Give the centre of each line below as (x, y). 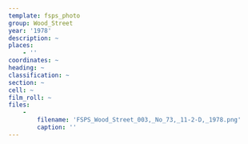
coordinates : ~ (34, 61)
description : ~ (34, 38)
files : (19, 105)
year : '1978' (30, 30)
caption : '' (57, 127)
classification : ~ (39, 75)
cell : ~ (21, 90)
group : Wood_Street (41, 23)
